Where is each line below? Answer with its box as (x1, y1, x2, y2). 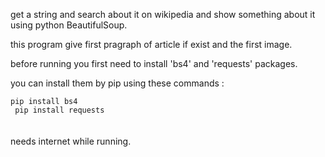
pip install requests (14, 105, 105, 115)
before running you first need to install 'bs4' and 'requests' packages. (10, 58, 298, 69)
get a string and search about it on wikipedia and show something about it (10, 9, 316, 20)
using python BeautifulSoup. (10, 19, 128, 31)
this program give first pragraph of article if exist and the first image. (10, 39, 293, 50)
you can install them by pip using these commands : (10, 77, 225, 89)
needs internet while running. (10, 135, 132, 147)
